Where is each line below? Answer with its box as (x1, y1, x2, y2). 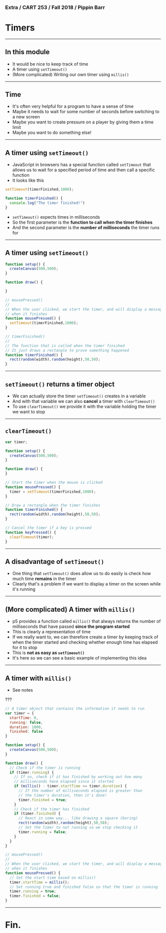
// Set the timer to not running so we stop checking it (18, 825, 138, 830)
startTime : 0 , (9, 715, 39, 720)
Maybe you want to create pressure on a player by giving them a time (12, 119, 154, 125)
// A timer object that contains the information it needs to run (5, 706, 145, 711)
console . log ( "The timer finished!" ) (9, 200, 85, 206)
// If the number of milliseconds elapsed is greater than (18, 788, 142, 793)
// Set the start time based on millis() (9, 875, 96, 880)
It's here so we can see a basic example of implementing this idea (12, 655, 147, 661)
